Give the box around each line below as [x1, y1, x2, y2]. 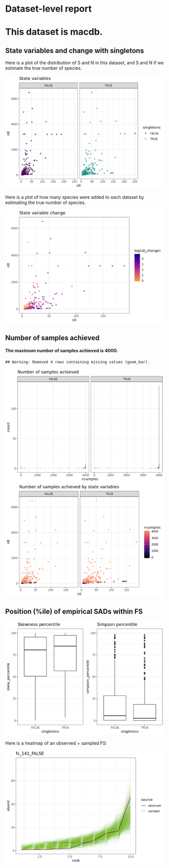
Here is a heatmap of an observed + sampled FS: [5, 740, 107, 746]
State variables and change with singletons [5, 46, 144, 55]
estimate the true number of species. [5, 65, 82, 71]
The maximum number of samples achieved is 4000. [5, 348, 119, 354]
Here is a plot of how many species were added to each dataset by [5, 194, 144, 200]
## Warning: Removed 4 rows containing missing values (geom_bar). [5, 359, 150, 364]
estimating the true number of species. [5, 199, 86, 205]
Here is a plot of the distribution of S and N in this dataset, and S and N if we [5, 60, 164, 66]
